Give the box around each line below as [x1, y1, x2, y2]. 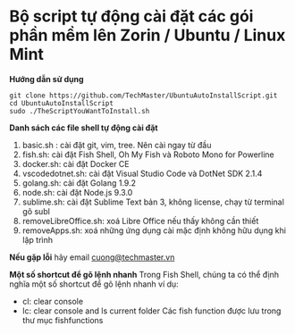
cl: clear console [21, 296, 83, 306]
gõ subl [21, 205, 51, 216]
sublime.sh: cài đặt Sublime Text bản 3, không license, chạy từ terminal [21, 196, 284, 207]
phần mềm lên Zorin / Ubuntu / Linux [9, 25, 286, 46]
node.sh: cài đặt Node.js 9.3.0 [21, 187, 133, 197]
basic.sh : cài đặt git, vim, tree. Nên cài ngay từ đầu [21, 139, 212, 150]
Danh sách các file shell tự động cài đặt [9, 122, 158, 133]
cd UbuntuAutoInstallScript [9, 98, 114, 108]
